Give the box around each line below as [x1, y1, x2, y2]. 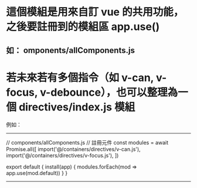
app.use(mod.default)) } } [6, 169, 68, 176]
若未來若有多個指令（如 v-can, [6, 71, 154, 84]
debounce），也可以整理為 [50, 86, 178, 99]
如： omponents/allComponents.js [6, 45, 135, 55]
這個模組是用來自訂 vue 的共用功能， [6, 5, 184, 19]
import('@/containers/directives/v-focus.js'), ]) [6, 152, 119, 159]
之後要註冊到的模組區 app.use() [6, 20, 160, 33]
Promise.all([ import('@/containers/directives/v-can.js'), [6, 145, 141, 153]
